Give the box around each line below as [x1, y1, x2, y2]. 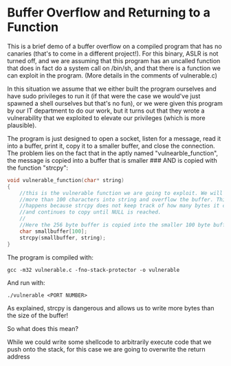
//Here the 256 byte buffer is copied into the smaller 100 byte [19, 222, 211, 229]
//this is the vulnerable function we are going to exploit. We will [19, 190, 223, 196]
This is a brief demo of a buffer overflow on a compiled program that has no [7, 42, 222, 50]
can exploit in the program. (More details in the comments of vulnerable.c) [7, 71, 218, 80]
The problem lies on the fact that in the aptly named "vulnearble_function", [7, 149, 219, 157]
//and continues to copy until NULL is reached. [19, 209, 162, 216]
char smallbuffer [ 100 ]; [19, 228, 88, 235]
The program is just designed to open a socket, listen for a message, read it [7, 134, 221, 142]
